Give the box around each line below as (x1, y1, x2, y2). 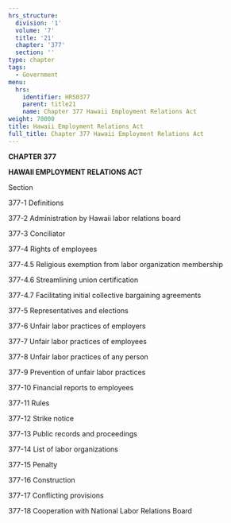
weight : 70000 (8, 115, 56, 123)
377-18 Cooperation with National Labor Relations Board (8, 506, 193, 515)
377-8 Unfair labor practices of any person (8, 351, 148, 362)
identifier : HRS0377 (22, 93, 90, 101)
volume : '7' (15, 26, 56, 34)
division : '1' (15, 19, 62, 27)
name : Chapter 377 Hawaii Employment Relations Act (22, 108, 197, 116)
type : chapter (8, 56, 56, 64)
